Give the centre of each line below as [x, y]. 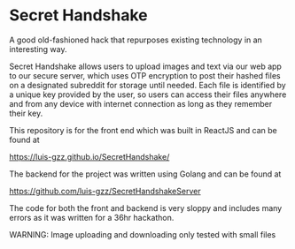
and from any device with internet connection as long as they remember [141, 103]
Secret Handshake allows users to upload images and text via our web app [145, 66]
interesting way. [39, 49]
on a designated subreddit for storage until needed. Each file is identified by [147, 85]
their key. [26, 113]
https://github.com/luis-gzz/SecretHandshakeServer [105, 191]
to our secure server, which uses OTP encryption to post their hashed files [145, 75]
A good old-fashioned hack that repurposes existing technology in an [136, 40]
